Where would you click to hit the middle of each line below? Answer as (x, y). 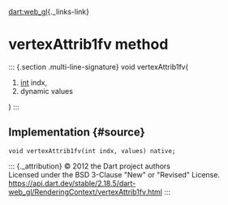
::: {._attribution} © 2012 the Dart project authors (89, 166)
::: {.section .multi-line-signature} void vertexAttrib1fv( (99, 66)
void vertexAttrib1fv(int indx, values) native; (92, 151)
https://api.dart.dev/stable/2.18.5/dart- (72, 183)
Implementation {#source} (77, 132)
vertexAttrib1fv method (88, 45)
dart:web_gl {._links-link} (49, 12)
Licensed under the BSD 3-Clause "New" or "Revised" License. (114, 174)
